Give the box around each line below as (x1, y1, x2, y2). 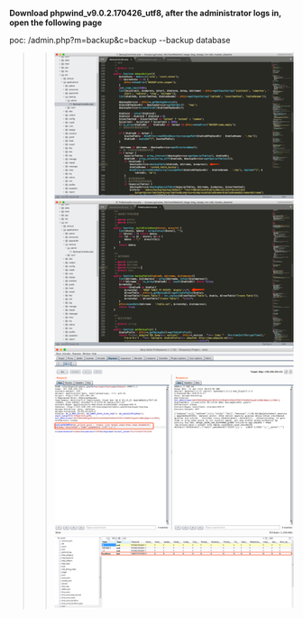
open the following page (9, 17, 103, 28)
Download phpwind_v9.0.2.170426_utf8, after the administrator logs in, (9, 8, 281, 18)
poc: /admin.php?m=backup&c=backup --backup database (9, 35, 231, 45)
